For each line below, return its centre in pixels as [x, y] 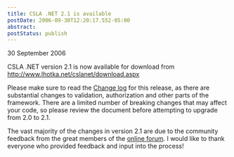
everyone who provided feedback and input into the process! [96, 146]
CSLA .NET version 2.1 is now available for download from [91, 67]
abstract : [22, 27]
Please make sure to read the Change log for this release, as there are [109, 88]
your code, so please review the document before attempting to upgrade [112, 110]
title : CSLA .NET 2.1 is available [59, 14]
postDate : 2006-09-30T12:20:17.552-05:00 [69, 20]
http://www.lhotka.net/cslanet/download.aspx [73, 74]
